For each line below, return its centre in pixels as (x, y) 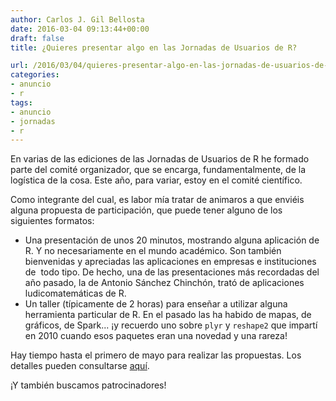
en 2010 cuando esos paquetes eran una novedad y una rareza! (156, 336)
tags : (21, 102)
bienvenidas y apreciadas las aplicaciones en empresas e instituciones (170, 262)
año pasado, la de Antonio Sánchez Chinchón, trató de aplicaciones (164, 283)
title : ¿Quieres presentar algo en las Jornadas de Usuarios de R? (154, 47)
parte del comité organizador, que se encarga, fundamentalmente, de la (158, 170)
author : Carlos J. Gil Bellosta (77, 19)
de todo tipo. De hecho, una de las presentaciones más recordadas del (172, 272)
